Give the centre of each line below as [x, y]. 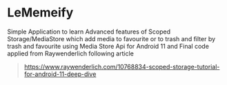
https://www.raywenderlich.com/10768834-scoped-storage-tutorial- [122, 66]
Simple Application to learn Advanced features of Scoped [89, 32]
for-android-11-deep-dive [60, 74]
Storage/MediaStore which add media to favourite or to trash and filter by [111, 38]
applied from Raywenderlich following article [71, 53]
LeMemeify [40, 13]
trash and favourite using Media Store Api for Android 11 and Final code [108, 46]
